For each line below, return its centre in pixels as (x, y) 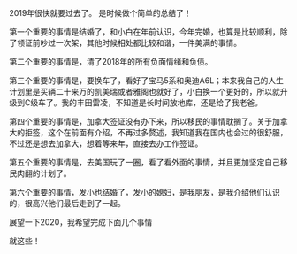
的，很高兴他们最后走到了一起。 (67, 203)
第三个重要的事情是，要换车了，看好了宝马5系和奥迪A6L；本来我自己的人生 (147, 81)
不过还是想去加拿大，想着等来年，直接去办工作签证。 (106, 143)
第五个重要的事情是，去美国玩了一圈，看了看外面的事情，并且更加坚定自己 (145, 162)
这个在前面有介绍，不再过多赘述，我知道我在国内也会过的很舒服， (168, 132)
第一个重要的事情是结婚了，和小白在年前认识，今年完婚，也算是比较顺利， (145, 32)
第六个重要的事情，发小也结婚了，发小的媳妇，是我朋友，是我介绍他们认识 (145, 192)
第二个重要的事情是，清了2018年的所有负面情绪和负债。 (111, 62)
